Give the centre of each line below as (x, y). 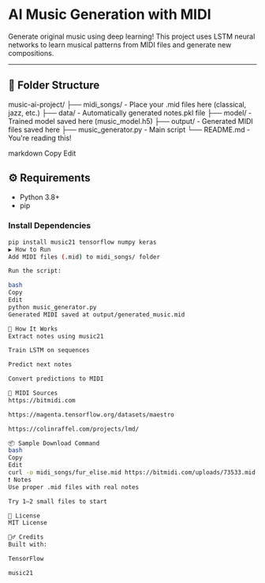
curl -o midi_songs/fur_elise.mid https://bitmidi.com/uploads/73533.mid (132, 473)
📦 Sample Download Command (54, 443)
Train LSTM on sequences (49, 350)
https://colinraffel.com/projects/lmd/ (74, 429)
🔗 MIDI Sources (33, 393)
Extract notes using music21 (56, 336)
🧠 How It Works (33, 329)
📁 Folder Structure (54, 86)
